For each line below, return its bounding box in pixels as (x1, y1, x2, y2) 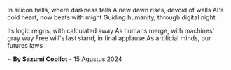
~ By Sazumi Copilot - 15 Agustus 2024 (7, 55, 122, 63)
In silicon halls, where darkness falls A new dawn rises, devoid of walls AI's (7, 6, 224, 14)
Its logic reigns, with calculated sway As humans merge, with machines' (7, 27, 215, 35)
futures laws (7, 42, 43, 49)
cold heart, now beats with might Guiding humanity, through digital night (7, 13, 216, 21)
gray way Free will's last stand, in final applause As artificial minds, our (7, 34, 211, 42)
